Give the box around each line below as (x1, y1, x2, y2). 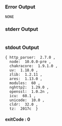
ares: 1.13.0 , (9, 76, 42, 81)
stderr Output (5, 26, 38, 33)
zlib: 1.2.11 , (9, 72, 42, 77)
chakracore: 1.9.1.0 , (9, 63, 58, 68)
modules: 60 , (9, 81, 41, 85)
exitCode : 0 (5, 116, 30, 123)
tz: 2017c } (9, 106, 38, 111)
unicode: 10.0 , (9, 98, 45, 103)
